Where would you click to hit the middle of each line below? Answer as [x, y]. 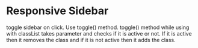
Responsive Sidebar [57, 11]
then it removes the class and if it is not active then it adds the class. [91, 40]
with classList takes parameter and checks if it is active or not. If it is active [99, 33]
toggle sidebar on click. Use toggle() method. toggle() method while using [98, 27]
